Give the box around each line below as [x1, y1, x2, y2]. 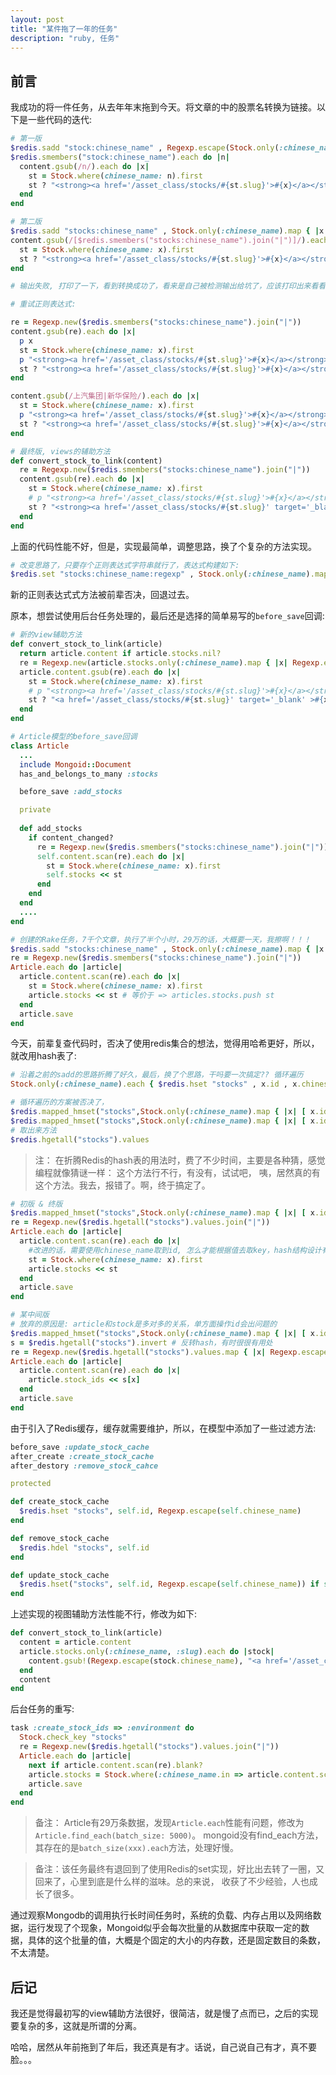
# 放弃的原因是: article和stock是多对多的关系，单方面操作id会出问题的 [10, 1319, 278, 1330]
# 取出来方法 [10, 1125, 57, 1135]
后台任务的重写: [10, 1703, 75, 1715]
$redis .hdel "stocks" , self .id [19, 1542, 150, 1553]
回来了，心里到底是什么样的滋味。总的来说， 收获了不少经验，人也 [34, 1876, 310, 1888]
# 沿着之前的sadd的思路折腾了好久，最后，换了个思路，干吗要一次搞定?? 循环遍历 [10, 1070, 304, 1080]
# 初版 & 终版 [10, 1199, 63, 1209]
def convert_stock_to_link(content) [10, 456, 163, 466]
